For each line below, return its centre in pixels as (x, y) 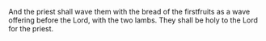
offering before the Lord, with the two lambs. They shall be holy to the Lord (133, 20)
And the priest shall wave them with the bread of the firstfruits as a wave (129, 12)
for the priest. (31, 29)
